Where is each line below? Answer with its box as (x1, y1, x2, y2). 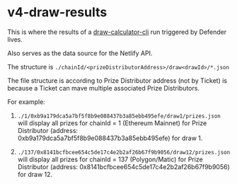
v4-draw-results (7, 4, 108, 21)
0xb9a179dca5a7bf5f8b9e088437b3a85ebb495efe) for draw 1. (17, 134, 203, 142)
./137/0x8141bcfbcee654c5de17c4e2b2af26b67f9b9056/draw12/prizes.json (17, 149, 231, 156)
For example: (7, 97, 46, 106)
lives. (7, 35, 23, 43)
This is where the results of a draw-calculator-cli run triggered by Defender (7, 28, 227, 36)
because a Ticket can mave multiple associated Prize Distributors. (7, 84, 200, 92)
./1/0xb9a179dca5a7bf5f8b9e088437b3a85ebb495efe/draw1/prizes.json (17, 113, 221, 120)
